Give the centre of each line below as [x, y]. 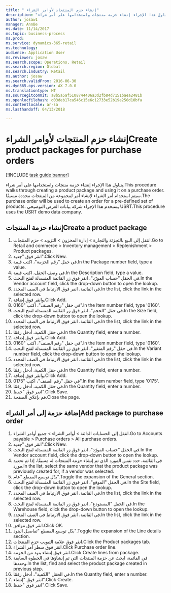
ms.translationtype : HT [31, 90]
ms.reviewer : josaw [26, 57]
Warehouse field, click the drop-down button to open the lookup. [81, 509]
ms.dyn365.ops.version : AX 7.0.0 [41, 86]
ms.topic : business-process [36, 34]
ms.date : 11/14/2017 [28, 29]
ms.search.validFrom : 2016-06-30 [41, 81]
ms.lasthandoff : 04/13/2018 [36, 110]
